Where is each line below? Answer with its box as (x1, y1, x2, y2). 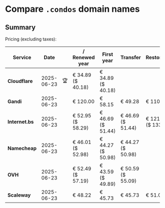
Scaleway (7, 192, 31, 198)
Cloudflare (7, 78, 33, 84)
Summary (5, 23, 36, 32)
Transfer (120, 54, 141, 61)
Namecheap (7, 145, 37, 151)
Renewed (72, 54, 95, 61)
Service (13, 54, 31, 61)
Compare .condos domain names (5, 3, 140, 15)
